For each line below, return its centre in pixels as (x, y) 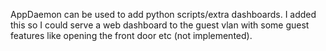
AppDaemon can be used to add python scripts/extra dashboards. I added (163, 14)
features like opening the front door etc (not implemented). (131, 35)
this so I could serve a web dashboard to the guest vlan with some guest (160, 25)
